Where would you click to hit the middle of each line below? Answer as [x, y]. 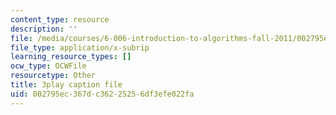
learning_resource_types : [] [71, 57]
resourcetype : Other [53, 76]
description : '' [44, 29]
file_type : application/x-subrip [80, 47]
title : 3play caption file [66, 85]
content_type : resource [60, 19]
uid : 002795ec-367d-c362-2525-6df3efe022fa [102, 94]
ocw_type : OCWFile [48, 66]
